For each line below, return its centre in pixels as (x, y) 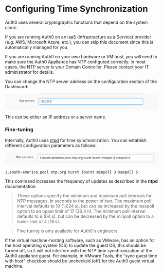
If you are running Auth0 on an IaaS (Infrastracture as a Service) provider (78, 37)
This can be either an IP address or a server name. (56, 117)
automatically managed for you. (37, 47)
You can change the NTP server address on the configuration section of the (81, 81)
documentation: (21, 186)
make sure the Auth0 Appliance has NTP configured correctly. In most (75, 62)
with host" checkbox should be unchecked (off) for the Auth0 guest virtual (80, 261)
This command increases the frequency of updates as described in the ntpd (81, 181)
